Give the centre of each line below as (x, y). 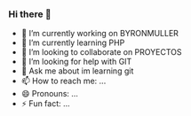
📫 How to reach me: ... (64, 81)
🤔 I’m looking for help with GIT (76, 62)
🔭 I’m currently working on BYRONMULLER (100, 34)
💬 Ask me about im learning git (77, 71)
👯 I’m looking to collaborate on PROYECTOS (101, 52)
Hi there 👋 (30, 14)
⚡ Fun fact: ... (45, 104)
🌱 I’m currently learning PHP (73, 43)
